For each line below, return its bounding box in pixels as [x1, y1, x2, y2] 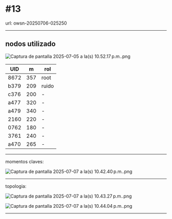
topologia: [5, 183, 27, 189]
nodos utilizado [5, 39, 56, 49]
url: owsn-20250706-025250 [5, 20, 68, 26]
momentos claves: [5, 158, 44, 164]
